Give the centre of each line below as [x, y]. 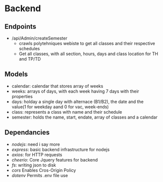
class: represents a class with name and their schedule [67, 112]
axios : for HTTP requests [37, 155]
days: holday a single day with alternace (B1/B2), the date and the [78, 101]
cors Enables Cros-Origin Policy [44, 170]
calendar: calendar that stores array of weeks [57, 86]
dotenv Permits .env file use [40, 175]
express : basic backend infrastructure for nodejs [61, 149]
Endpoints [20, 27]
